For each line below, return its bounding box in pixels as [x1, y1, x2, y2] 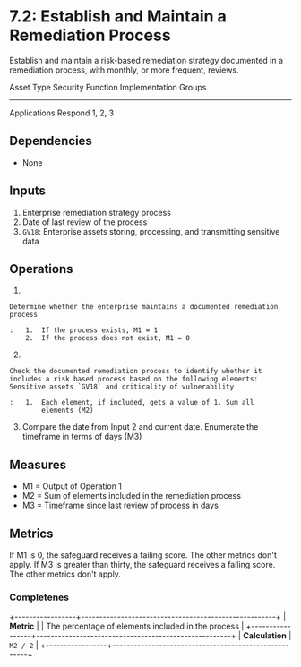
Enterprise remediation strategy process [21, 207, 172, 218]
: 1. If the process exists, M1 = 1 [9, 326, 159, 335]
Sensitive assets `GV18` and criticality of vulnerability [9, 382, 235, 391]
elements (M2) [41, 406, 94, 415]
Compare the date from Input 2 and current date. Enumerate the [21, 422, 259, 432]
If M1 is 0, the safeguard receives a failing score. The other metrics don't [9, 550, 278, 560]
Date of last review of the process [21, 217, 148, 227]
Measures [9, 457, 67, 472]
